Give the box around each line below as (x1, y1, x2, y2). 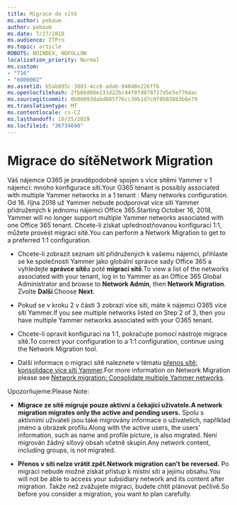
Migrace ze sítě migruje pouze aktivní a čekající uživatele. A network (17, 401, 223, 410)
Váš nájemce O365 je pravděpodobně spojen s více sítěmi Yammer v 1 (7, 176, 212, 185)
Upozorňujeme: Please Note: (7, 387, 90, 396)
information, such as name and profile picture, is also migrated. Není (17, 431, 217, 439)
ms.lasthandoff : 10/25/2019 (7, 115, 91, 122)
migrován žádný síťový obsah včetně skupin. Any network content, (17, 439, 211, 447)
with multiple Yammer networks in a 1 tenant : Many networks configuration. (7, 191, 229, 199)
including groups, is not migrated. (17, 446, 116, 455)
